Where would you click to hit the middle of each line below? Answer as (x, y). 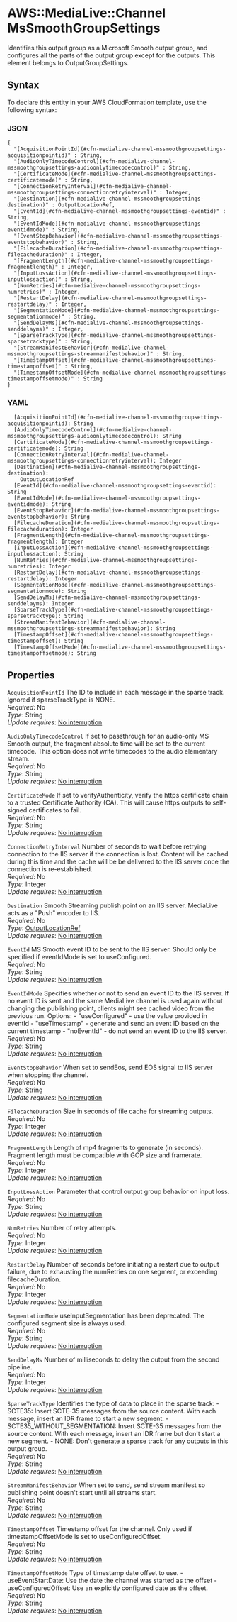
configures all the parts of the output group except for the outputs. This (111, 55)
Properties (31, 675)
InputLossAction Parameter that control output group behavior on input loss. (118, 1192)
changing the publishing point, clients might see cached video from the (111, 1008)
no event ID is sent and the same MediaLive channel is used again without (115, 1001)
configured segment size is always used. (67, 1323)
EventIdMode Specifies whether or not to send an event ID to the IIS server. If (118, 993)
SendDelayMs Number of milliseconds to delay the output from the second (114, 1359)
